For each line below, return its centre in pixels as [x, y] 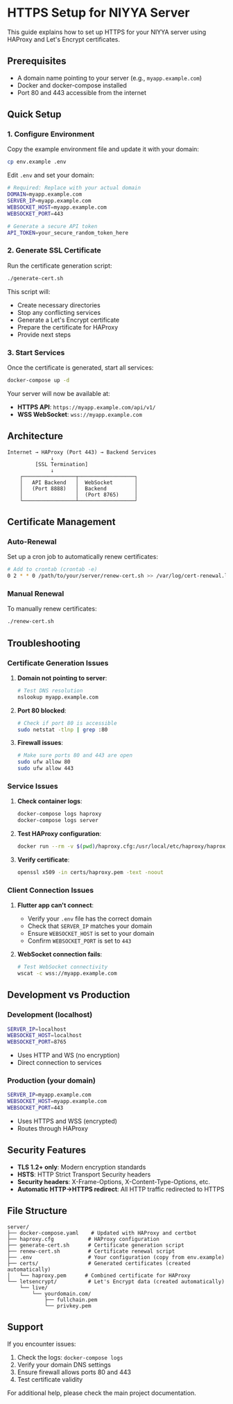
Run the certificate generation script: [60, 266]
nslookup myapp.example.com [58, 697]
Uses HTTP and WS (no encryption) [68, 1055]
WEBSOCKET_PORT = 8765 [37, 1042]
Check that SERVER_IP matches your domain [90, 926]
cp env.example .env [37, 162]
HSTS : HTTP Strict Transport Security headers [84, 1174]
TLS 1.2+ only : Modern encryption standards [81, 1167]
